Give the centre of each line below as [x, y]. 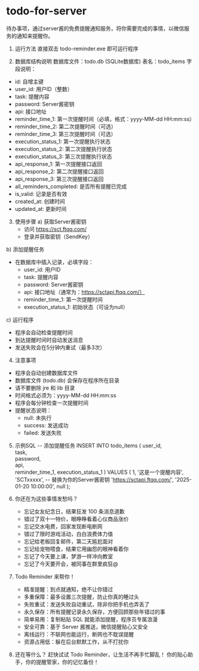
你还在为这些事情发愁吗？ [46, 498]
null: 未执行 [38, 418]
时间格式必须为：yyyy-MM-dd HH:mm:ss [65, 395]
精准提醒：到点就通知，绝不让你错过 [68, 589]
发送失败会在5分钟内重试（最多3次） [60, 347]
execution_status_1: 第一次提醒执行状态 [63, 141]
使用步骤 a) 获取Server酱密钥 [50, 221]
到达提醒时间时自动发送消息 [49, 340]
